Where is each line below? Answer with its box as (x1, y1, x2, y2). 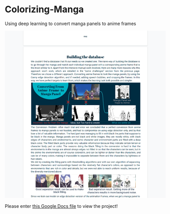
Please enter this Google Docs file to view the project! (5, 203, 118, 209)
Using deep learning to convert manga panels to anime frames (5, 20, 136, 27)
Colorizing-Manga (5, 4, 84, 15)
